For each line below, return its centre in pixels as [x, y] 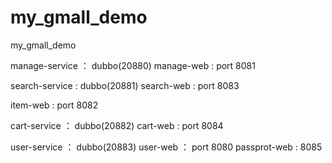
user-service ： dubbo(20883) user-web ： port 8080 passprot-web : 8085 [166, 147]
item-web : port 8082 [54, 105]
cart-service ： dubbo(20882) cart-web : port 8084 [117, 125]
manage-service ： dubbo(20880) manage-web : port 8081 [133, 65]
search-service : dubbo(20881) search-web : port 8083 [125, 85]
